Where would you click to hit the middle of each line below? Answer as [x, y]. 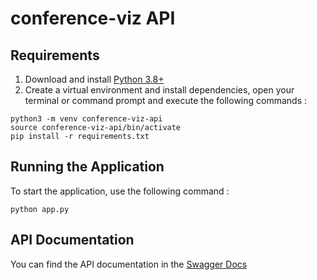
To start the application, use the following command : [120, 191]
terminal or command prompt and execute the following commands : [166, 100]
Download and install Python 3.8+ [94, 79]
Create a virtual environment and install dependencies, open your [159, 90]
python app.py [40, 209]
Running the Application [87, 167]
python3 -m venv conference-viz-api [86, 119]
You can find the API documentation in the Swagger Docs [129, 264]
